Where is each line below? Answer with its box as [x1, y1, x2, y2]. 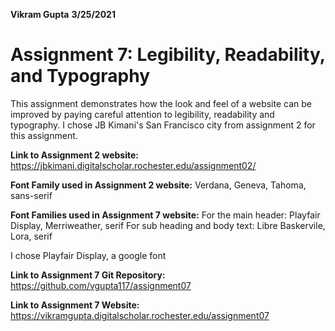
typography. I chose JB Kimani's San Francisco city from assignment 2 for [10, 119, 316, 131]
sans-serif [10, 189, 53, 201]
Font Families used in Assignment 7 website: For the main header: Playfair [10, 209, 321, 221]
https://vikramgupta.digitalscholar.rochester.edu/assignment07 [10, 309, 270, 321]
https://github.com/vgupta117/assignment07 [10, 279, 192, 291]
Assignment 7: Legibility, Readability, [10, 44, 326, 66]
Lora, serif [10, 230, 53, 242]
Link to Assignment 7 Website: [10, 299, 140, 311]
